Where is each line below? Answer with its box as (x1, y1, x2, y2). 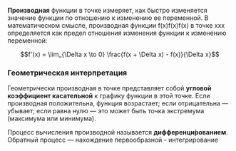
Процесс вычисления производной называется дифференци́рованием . (7, 128, 228, 137)
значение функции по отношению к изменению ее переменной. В (7, 14, 209, 22)
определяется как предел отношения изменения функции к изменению (7, 28, 227, 37)
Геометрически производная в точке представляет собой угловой (7, 84, 212, 93)
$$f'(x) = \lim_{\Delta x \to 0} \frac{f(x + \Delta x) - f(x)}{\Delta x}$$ (20, 50, 220, 58)
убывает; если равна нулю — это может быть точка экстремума (7, 107, 205, 115)
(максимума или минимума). (7, 114, 96, 123)
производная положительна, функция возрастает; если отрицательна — (7, 99, 229, 108)
